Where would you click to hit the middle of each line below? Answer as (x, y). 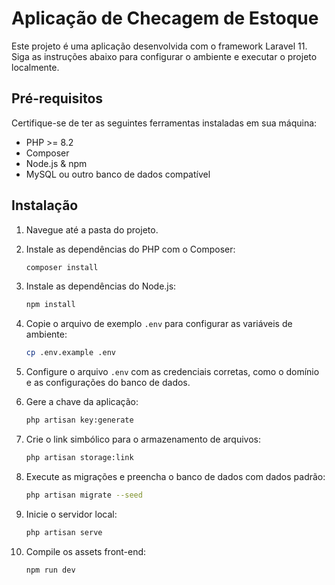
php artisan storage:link (79, 458)
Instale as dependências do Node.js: (101, 286)
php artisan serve (64, 532)
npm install (50, 305)
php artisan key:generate (79, 420)
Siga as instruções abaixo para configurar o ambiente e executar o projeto (164, 56)
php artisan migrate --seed (84, 495)
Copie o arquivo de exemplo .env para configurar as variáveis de (159, 324)
